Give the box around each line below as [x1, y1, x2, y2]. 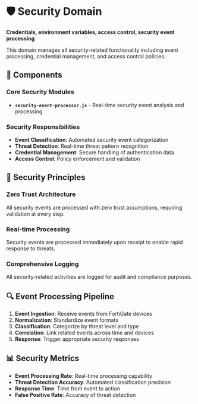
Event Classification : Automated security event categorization [14, 136, 169, 143]
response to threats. [6, 245, 56, 252]
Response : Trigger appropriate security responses [14, 335, 140, 343]
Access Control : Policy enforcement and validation [14, 155, 140, 162]
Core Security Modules [6, 88, 74, 96]
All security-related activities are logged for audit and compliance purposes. [6, 274, 193, 281]
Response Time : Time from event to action [14, 385, 121, 392]
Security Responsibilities [6, 123, 80, 131]
